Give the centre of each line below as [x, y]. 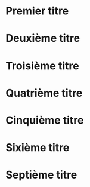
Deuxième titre [43, 39]
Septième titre [41, 175]
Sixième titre [38, 148]
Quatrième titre [44, 93]
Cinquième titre [45, 120]
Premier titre [37, 11]
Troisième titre [42, 65]
